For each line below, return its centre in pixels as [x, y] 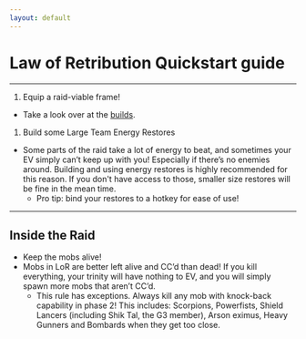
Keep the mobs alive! [62, 257]
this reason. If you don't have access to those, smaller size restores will [157, 179]
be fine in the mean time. [69, 189]
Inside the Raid [52, 235]
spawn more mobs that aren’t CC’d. [89, 286]
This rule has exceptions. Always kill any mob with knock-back [153, 296]
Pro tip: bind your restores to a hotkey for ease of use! [138, 198]
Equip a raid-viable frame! [71, 97]
